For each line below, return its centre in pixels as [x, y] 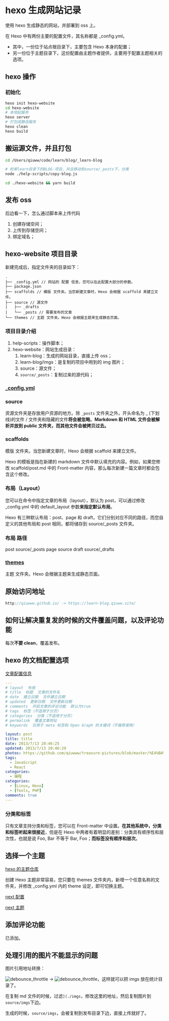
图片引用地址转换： [25, 969]
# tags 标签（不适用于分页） [33, 711]
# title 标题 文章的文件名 [33, 692]
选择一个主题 [25, 856]
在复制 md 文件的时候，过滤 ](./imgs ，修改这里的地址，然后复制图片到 [78, 996]
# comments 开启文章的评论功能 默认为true [48, 707]
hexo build [17, 131]
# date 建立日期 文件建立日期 [35, 697]
